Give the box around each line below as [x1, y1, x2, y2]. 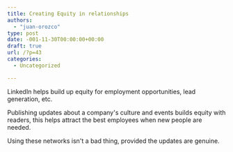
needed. [7, 123, 31, 131]
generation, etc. [7, 95, 53, 103]
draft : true [7, 43, 42, 50]
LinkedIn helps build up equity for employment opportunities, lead [7, 87, 196, 96]
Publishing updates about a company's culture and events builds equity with [7, 108, 226, 116]
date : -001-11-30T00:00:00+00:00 [7, 36, 104, 43]
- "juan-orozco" [13, 23, 61, 30]
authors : [7, 17, 33, 24]
